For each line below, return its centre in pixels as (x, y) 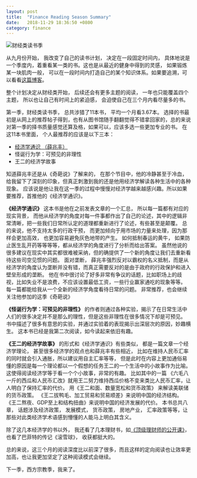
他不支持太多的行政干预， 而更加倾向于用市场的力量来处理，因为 (104, 230)
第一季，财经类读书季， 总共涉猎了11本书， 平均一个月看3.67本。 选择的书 (95, 112)
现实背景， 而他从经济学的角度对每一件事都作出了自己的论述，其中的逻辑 (94, 216)
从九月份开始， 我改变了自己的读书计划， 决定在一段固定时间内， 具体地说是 (98, 58)
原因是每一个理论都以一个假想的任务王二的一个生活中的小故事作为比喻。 (103, 366)
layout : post (22, 11)
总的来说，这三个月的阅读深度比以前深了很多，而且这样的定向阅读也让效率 (96, 450)
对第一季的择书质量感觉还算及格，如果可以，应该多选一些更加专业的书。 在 (97, 127)
